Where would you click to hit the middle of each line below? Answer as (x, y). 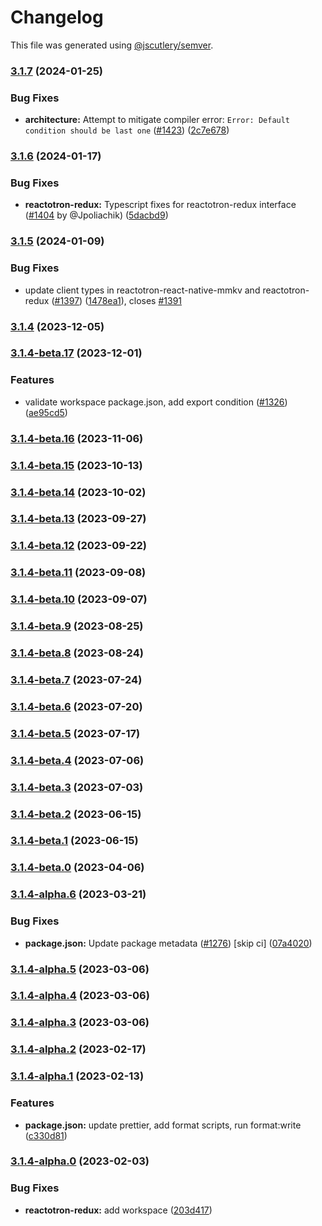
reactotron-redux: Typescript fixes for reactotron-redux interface (160, 205)
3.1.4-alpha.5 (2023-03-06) (80, 969)
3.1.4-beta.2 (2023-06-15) (76, 814)
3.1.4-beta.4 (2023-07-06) (77, 760)
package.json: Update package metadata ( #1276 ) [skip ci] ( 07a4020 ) (168, 943)
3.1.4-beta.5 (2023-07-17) (75, 733)
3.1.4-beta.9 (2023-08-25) (77, 626)
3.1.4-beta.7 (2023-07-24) (76, 679)
